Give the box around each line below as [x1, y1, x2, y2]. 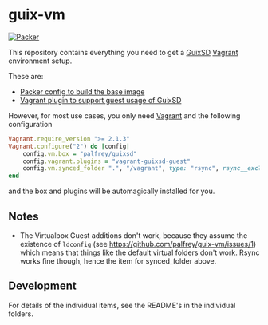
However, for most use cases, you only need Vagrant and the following [8, 110, 241, 121]
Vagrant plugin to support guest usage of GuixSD [19, 95, 182, 105]
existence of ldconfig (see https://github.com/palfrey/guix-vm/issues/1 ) [19, 240, 257, 248]
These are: [8, 71, 44, 81]
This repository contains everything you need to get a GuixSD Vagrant [8, 47, 238, 57]
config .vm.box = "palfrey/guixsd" [22, 149, 137, 157]
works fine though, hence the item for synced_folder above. [19, 256, 217, 265]
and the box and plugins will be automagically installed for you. [8, 186, 215, 196]
